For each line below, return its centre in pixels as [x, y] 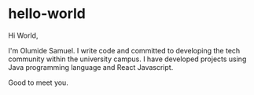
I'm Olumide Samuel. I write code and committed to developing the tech [124, 50]
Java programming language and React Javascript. [91, 67]
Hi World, [23, 35]
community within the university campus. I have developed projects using [127, 59]
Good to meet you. [38, 82]
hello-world [47, 14]
